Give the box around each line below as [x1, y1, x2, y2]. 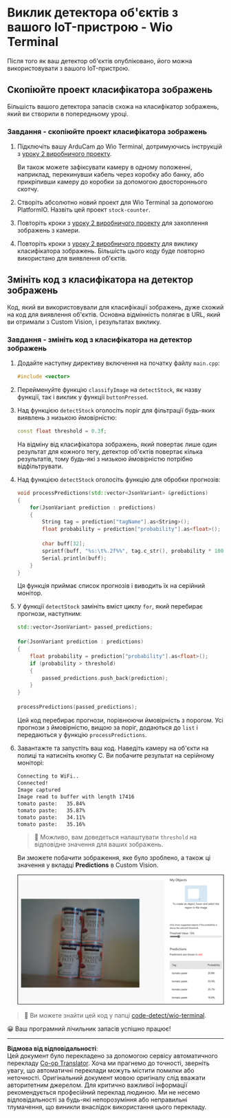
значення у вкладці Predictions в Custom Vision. [16, 861, 159, 869]
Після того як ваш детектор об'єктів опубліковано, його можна [7, 56, 192, 65]
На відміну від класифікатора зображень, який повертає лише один [16, 440, 217, 448]
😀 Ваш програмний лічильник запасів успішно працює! [7, 1024, 171, 1033]
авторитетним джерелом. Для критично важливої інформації [7, 1081, 188, 1089]
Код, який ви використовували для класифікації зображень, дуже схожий [7, 303, 224, 311]
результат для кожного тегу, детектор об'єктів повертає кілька [16, 447, 203, 455]
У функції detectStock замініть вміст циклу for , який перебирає [16, 602, 203, 611]
